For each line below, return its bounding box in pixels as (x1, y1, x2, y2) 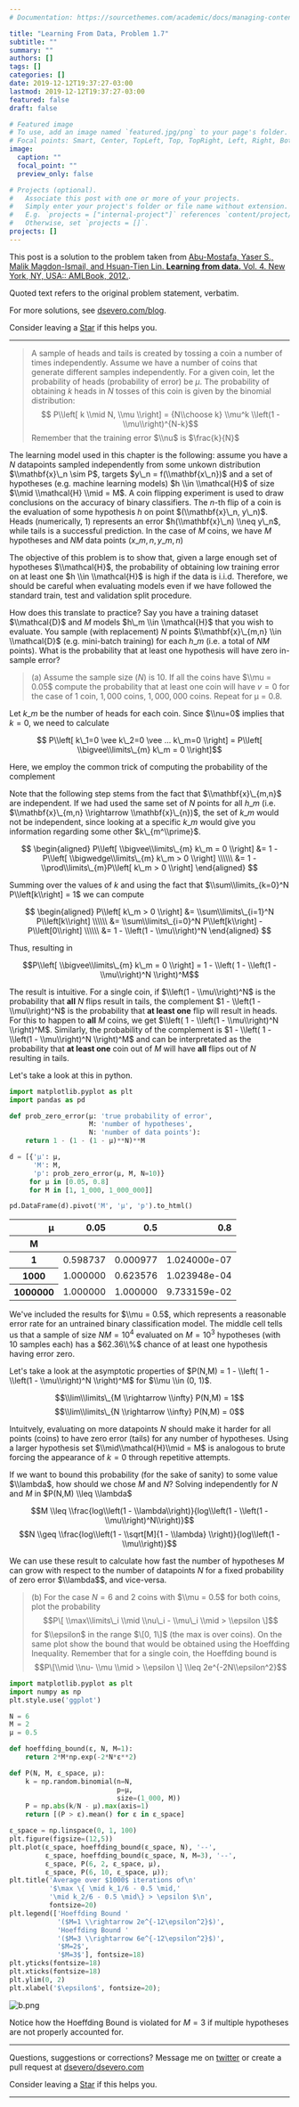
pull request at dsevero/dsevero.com (9, 2062, 144, 2072)
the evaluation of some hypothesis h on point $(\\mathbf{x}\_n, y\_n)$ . (9, 506, 269, 517)
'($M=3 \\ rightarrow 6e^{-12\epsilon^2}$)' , (56, 1934, 225, 1943)
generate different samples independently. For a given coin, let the (30, 366, 275, 377)
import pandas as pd (9, 1095, 86, 1105)
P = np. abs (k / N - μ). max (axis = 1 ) (25, 1801, 149, 1811)
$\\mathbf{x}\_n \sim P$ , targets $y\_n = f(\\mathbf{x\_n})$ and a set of (9, 469, 273, 479)
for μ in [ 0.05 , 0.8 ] (28, 1177, 109, 1186)
